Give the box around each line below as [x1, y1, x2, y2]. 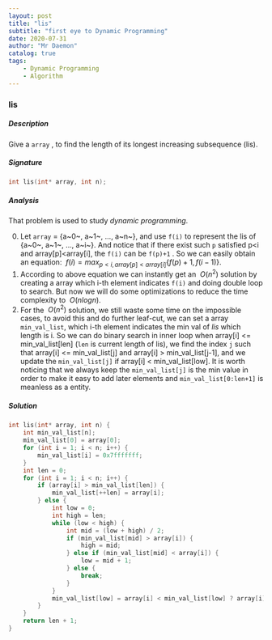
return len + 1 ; [23, 617, 79, 625]
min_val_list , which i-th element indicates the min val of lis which [19, 322, 241, 332]
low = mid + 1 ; [80, 557, 132, 565]
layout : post [8, 11, 53, 20]
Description [8, 119, 49, 129]
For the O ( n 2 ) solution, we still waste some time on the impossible [19, 303, 241, 315]
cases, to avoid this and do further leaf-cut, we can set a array [19, 313, 229, 324]
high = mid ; [80, 541, 121, 550]
